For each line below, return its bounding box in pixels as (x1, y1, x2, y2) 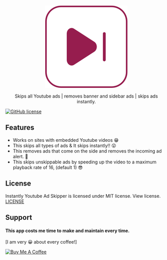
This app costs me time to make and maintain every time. (5, 227, 130, 234)
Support (5, 213, 32, 222)
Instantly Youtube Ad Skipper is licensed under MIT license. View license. (5, 193, 161, 199)
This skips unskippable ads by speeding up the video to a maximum (12, 159, 157, 165)
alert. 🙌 (12, 153, 28, 159)
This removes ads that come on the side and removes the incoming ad (12, 147, 162, 154)
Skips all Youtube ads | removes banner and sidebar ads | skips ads (14, 93, 158, 99)
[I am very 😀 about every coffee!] (5, 239, 77, 245)
